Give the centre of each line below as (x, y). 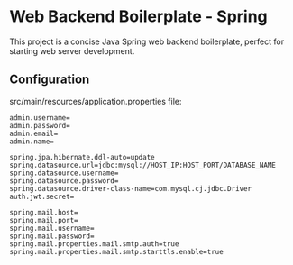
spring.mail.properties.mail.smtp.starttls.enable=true (116, 251)
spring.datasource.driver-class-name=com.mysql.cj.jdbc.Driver (131, 188)
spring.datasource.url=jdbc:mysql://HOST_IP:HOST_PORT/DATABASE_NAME (143, 165)
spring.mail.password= (52, 236)
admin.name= (32, 142)
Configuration (50, 80)
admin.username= (40, 118)
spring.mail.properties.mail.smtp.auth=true (94, 244)
